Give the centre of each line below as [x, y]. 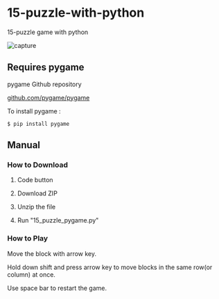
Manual [24, 145]
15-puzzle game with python [48, 32]
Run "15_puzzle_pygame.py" [58, 220]
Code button [35, 180]
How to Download [37, 165]
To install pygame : [34, 111]
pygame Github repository [44, 84]
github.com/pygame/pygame [49, 97]
